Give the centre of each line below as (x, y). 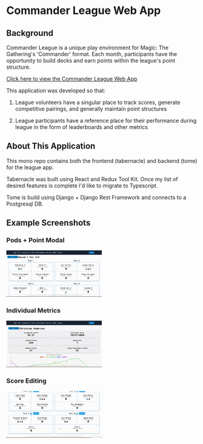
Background (30, 33)
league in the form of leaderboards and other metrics (82, 127)
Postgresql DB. (25, 204)
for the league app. (30, 167)
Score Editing (26, 381)
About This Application (51, 146)
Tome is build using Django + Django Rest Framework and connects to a (96, 197)
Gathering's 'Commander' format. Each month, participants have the (92, 54)
